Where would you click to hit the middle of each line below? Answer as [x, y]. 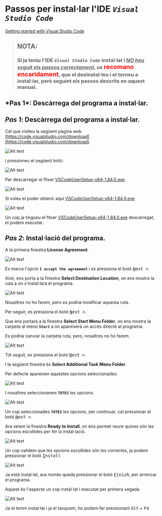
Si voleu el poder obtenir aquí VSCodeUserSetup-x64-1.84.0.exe [70, 198]
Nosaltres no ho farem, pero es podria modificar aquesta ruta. [67, 302]
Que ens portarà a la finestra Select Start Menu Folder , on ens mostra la [78, 322]
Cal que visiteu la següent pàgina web [43, 131]
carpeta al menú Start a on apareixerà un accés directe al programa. [74, 326]
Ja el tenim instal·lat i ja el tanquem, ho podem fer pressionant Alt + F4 [77, 508]
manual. [27, 87]
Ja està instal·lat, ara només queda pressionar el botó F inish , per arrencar [81, 474]
